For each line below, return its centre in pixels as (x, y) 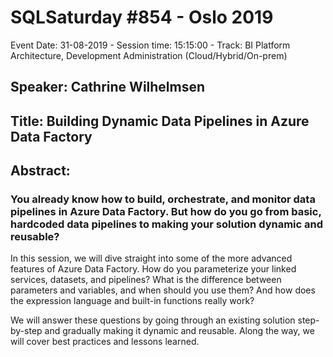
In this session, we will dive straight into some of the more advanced (151, 258)
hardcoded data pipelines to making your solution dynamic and (167, 224)
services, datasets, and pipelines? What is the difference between (146, 280)
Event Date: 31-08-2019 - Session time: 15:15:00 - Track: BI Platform (150, 45)
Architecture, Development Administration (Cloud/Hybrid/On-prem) (149, 55)
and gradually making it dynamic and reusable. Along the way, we (179, 331)
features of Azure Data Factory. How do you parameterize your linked (153, 269)
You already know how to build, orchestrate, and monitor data (163, 199)
